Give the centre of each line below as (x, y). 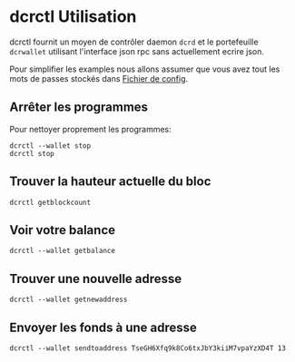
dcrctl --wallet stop (50, 146)
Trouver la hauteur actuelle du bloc (110, 182)
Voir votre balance (63, 230)
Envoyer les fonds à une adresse (103, 327)
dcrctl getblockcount (50, 202)
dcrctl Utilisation (73, 17)
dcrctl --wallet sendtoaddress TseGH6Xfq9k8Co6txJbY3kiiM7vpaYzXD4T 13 (147, 348)
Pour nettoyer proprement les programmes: (90, 129)
